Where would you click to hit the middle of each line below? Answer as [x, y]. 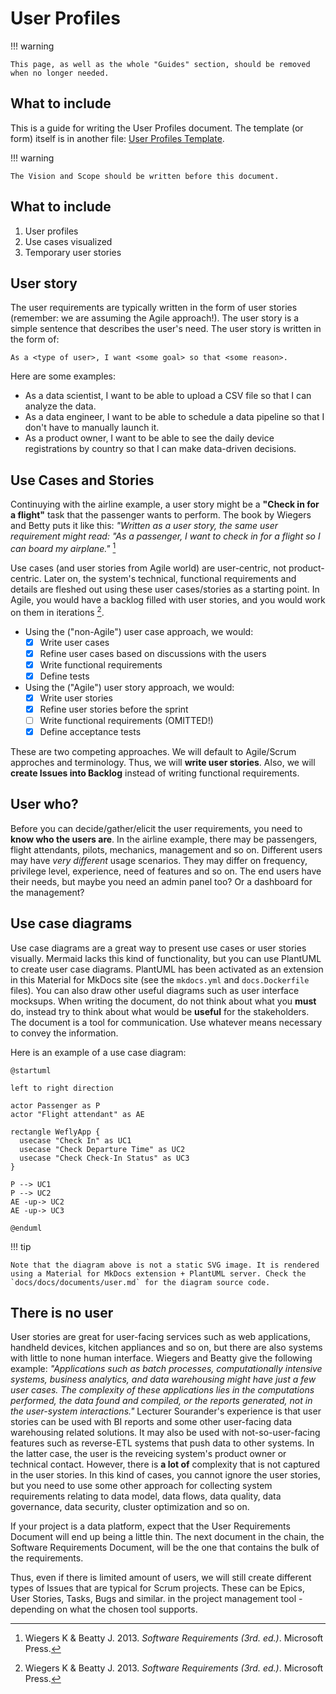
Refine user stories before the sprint [114, 709]
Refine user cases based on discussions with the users [153, 653]
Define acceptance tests [90, 731]
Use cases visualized [68, 241]
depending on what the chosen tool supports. [104, 1609]
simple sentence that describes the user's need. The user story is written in [166, 329]
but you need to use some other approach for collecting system [141, 1486]
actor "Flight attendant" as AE [77, 1114]
